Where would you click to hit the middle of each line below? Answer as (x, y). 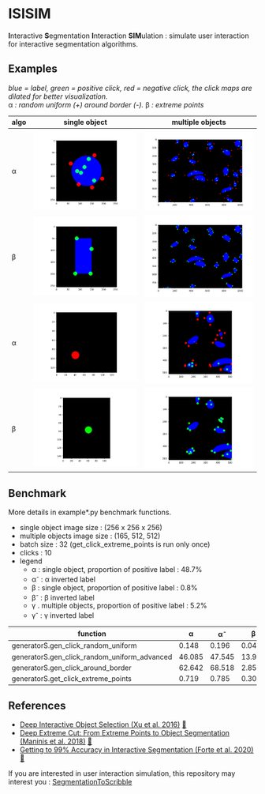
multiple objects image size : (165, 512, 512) (90, 536)
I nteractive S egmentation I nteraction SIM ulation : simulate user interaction (129, 36)
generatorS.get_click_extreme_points (72, 679)
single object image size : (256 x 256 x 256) (91, 527)
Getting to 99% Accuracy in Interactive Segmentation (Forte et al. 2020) (136, 750)
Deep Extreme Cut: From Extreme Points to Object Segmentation (125, 733)
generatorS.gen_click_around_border (71, 668)
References (37, 705)
